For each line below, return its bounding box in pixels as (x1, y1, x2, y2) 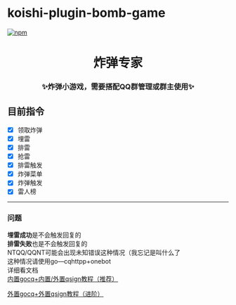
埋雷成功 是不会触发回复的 (7, 231, 81, 239)
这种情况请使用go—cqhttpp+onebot (7, 257, 111, 265)
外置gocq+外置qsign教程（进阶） (7, 290, 104, 298)
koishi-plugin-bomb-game (7, 5, 166, 21)
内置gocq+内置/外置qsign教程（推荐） (7, 274, 119, 283)
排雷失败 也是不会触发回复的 (7, 239, 88, 247)
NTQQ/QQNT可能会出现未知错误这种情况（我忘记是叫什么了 (7, 248, 181, 257)
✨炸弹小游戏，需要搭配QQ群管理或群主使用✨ (41, 82, 195, 92)
